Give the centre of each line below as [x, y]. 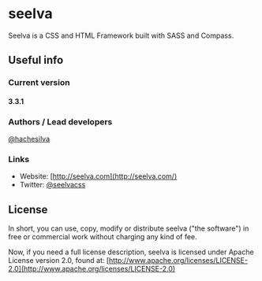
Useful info [36, 60]
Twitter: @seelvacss [52, 185]
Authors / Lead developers [60, 121]
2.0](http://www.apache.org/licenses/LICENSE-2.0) [92, 269]
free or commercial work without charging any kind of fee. [103, 237]
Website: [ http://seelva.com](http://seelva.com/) [98, 176]
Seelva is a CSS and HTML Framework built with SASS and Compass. [121, 35]
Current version [39, 83]
